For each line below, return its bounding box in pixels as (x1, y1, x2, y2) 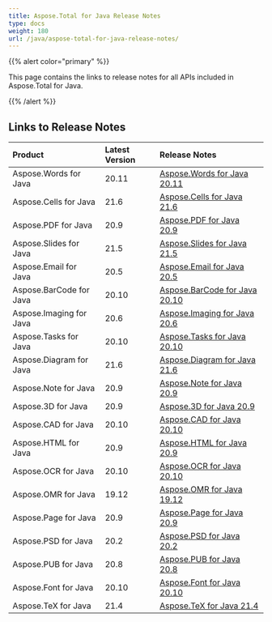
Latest (104, 144, 130, 155)
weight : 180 (8, 27, 49, 35)
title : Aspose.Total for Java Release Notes (8, 11, 161, 20)
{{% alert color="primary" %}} (8, 57, 110, 66)
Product (12, 149, 45, 160)
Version (104, 155, 136, 166)
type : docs (8, 19, 45, 28)
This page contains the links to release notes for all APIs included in (8, 72, 234, 82)
